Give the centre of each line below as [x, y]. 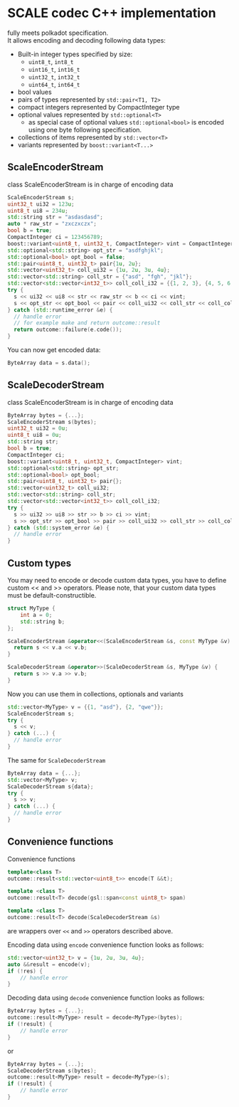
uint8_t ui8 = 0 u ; [34, 435]
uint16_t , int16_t [54, 69]
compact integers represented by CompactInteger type [99, 107]
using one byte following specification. [85, 129]
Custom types [39, 563]
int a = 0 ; [36, 615]
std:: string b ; [43, 621]
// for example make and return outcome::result [87, 323]
